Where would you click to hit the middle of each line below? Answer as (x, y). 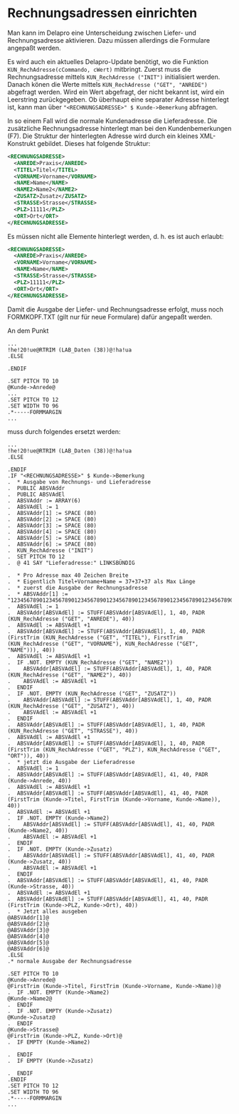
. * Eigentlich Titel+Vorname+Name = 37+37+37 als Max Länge (101, 581)
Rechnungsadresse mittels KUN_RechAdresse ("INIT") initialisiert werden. (114, 77)
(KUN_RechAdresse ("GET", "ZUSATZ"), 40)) (71, 706)
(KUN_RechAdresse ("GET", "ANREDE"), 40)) (71, 619)
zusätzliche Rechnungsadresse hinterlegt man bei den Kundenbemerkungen (119, 128)
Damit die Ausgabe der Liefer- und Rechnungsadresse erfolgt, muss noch (116, 309)
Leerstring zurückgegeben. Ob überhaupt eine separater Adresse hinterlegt (118, 99)
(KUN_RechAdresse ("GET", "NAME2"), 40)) (70, 675)
